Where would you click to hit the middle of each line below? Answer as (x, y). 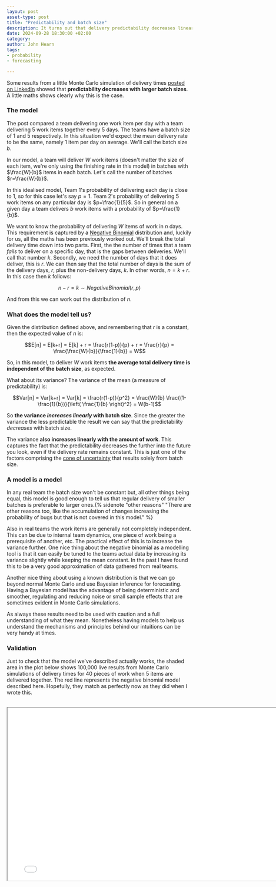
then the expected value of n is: (45, 334)
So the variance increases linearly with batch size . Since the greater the (96, 416)
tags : (13, 50)
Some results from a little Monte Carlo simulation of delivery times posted (96, 82)
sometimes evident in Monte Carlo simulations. (63, 603)
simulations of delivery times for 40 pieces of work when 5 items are (90, 673)
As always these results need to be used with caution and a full (83, 614)
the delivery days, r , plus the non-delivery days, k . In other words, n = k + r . (98, 270)
